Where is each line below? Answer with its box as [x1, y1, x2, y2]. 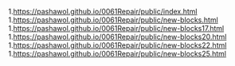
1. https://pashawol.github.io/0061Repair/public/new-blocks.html [8, 15, 219, 25]
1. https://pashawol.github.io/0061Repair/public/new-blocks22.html [8, 41, 227, 50]
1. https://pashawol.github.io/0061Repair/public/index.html [8, 7, 198, 16]
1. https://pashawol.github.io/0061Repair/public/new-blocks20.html [8, 32, 227, 41]
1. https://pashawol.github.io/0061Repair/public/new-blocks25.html [8, 49, 227, 58]
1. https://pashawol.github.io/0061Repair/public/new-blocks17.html [8, 24, 225, 33]
